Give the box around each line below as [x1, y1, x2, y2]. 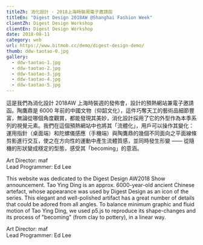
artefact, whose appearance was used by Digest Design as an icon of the [6, 188, 189, 195]
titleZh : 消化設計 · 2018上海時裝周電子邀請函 [6, 8, 113, 15]
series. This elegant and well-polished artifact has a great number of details [6, 194, 195, 201]
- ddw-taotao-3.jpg [11, 71, 61, 77]
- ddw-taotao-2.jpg [11, 65, 61, 71]
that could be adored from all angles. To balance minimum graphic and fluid [6, 201, 195, 207]
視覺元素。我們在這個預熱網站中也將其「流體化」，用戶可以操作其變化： [16, 122, 195, 129]
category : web [6, 37, 42, 43]
